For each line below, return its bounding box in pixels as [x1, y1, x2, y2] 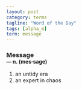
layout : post [6, 8, 39, 15]
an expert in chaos [14, 77, 61, 84]
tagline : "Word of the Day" [6, 20, 77, 26]
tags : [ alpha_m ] [6, 25, 47, 32]
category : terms [6, 14, 47, 20]
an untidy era [14, 70, 48, 78]
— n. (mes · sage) [6, 58, 48, 65]
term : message [6, 31, 42, 37]
